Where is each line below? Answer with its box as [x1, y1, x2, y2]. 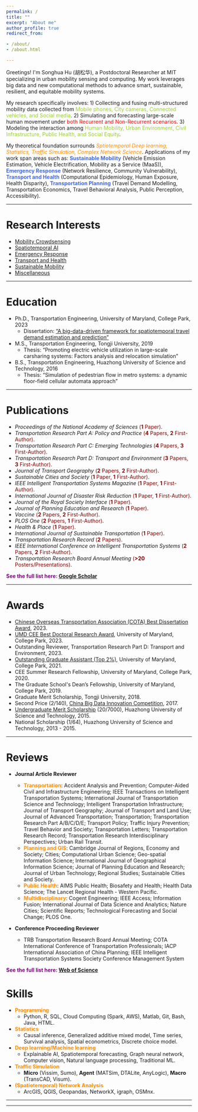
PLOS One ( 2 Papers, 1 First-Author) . [14, 517, 104, 524]
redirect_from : [6, 31, 44, 37]
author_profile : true [6, 25, 60, 31]
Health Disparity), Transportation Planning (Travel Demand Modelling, [6, 179, 178, 186]
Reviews [6, 751, 49, 764]
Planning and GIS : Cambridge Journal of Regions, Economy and [23, 844, 180, 851]
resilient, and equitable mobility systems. [6, 88, 105, 95]
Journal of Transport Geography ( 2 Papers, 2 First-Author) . [14, 467, 159, 474]
